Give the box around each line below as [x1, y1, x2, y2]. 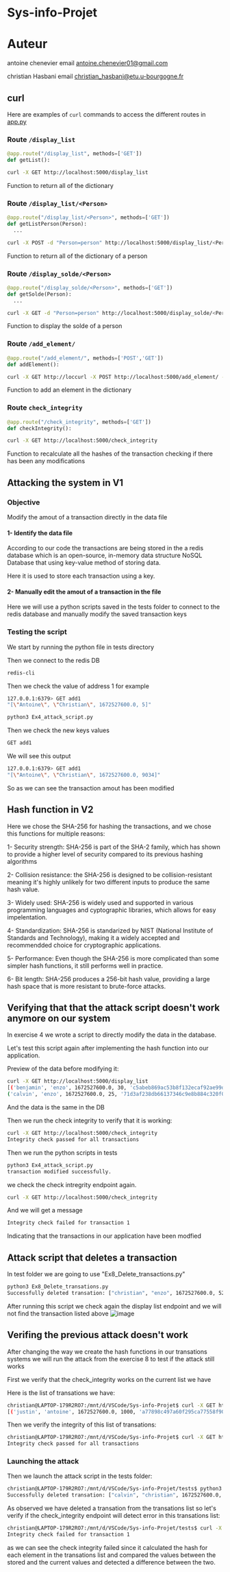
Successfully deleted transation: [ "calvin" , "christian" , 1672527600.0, [7, 1492, 222, 1499]
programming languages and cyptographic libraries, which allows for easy [7, 906, 216, 914]
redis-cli [7, 669, 36, 677]
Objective [7, 497, 40, 507]
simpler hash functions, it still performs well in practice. [7, 961, 163, 970]
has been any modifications [7, 457, 86, 465]
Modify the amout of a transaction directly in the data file [7, 513, 168, 521]
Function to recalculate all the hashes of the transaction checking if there [7, 449, 214, 458]
